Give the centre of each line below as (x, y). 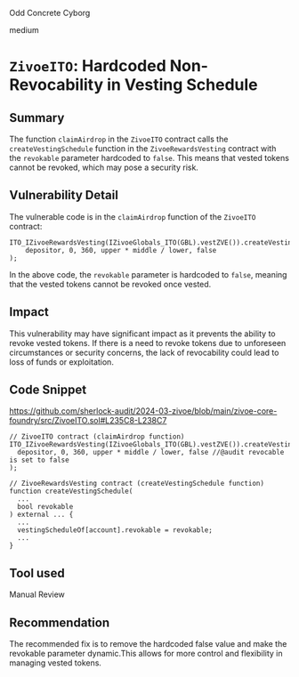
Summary (37, 118)
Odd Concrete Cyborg (50, 13)
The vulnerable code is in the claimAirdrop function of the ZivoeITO (133, 216)
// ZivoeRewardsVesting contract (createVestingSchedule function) (137, 484)
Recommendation (59, 622)
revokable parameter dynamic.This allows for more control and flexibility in (146, 654)
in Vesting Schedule (182, 85)
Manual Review (37, 594)
